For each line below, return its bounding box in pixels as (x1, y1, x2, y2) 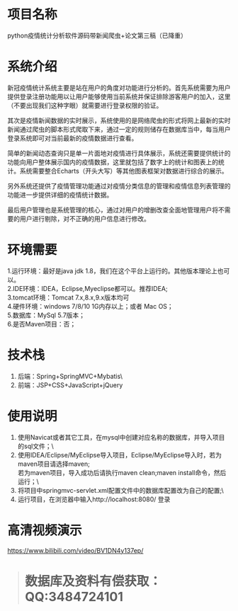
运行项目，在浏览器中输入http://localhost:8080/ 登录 (17, 495, 171, 503)
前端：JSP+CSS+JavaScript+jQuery (17, 380, 123, 389)
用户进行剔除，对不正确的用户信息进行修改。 (19, 214, 150, 223)
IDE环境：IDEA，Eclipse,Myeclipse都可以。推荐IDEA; (13, 284, 168, 292)
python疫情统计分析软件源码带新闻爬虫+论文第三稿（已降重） (7, 31, 188, 40)
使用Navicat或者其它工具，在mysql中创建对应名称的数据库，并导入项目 (17, 433, 225, 441)
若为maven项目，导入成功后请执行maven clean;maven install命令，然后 (17, 468, 227, 476)
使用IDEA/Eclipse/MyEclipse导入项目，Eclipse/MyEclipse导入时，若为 (17, 450, 222, 459)
